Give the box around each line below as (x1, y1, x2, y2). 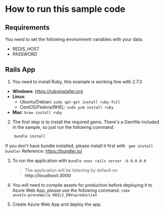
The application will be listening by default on (24, 167, 118, 173)
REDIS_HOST (12, 46, 40, 52)
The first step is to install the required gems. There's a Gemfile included (12, 119, 160, 125)
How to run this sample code (5, 3, 126, 15)
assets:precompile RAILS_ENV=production (12, 192, 97, 198)
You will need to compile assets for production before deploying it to (12, 182, 153, 188)
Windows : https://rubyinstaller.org (12, 88, 83, 94)
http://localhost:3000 (24, 172, 71, 178)
